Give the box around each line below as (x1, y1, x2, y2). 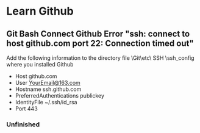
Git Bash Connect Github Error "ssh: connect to (6, 29, 190, 39)
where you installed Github (6, 61, 74, 68)
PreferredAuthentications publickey (15, 92, 105, 99)
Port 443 (15, 105, 38, 112)
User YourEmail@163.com (15, 79, 80, 86)
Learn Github (6, 4, 74, 18)
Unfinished (6, 120, 40, 129)
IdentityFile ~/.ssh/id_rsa (15, 99, 77, 106)
